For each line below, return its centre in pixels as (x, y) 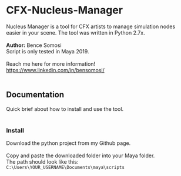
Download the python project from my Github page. (68, 143)
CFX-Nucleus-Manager (65, 10)
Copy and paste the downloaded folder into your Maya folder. (81, 155)
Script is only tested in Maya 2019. (48, 51)
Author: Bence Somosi (34, 45)
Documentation (35, 95)
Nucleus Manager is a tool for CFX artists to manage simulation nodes (91, 26)
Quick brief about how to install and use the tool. (65, 109)
